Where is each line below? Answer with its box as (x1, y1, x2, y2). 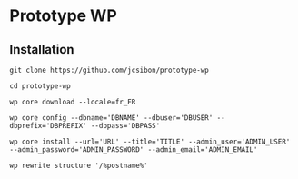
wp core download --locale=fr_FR (9, 97, 136, 106)
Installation (9, 42, 74, 57)
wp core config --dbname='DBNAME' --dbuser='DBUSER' (9, 114, 214, 123)
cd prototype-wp (9, 82, 71, 91)
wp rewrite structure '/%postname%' (9, 161, 148, 170)
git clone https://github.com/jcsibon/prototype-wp (9, 65, 209, 75)
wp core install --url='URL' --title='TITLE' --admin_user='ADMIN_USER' (9, 137, 291, 146)
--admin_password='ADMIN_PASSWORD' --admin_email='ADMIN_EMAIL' (9, 145, 258, 154)
